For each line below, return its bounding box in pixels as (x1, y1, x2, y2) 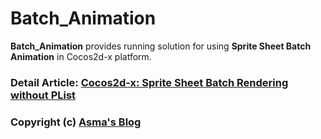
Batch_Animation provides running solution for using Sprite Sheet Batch (10, 40, 312, 52)
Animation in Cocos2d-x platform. (10, 50, 152, 62)
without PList (10, 88, 77, 102)
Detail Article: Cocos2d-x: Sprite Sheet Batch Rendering (10, 75, 289, 89)
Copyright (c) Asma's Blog (10, 115, 142, 129)
